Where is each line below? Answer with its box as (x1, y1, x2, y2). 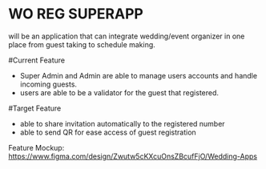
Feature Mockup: (8, 143, 65, 152)
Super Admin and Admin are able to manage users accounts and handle (19, 70, 258, 80)
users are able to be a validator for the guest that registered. (19, 87, 219, 97)
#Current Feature (8, 55, 66, 65)
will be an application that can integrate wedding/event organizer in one (8, 31, 245, 41)
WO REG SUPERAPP (8, 5, 144, 23)
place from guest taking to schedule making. (8, 39, 156, 49)
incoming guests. (19, 79, 78, 89)
